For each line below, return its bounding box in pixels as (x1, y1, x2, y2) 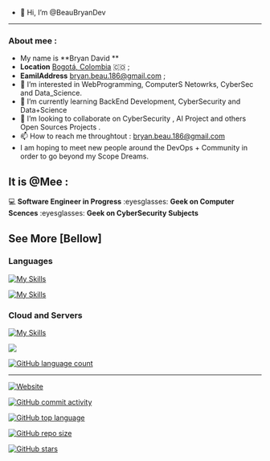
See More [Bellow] (8, 232, 102, 245)
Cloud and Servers (8, 310, 83, 321)
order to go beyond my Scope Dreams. (19, 151, 149, 161)
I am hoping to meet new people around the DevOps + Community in (19, 143, 248, 153)
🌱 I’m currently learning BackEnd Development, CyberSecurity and (19, 97, 241, 106)
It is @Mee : (8, 175, 69, 188)
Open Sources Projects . (19, 122, 101, 132)
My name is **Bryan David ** (19, 53, 119, 64)
